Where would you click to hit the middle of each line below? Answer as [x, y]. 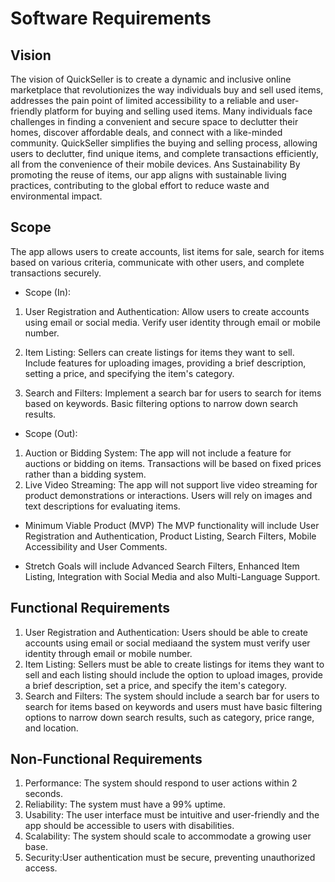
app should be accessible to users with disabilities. [129, 826]
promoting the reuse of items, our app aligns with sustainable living [148, 175]
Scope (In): [48, 292]
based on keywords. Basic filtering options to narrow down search [161, 403]
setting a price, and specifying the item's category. [129, 373]
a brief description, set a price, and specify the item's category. [155, 685]
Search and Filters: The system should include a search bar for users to [172, 696]
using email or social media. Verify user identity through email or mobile [172, 322]
